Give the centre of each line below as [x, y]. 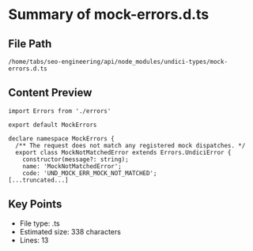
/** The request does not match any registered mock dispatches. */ [130, 145]
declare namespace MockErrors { [61, 139]
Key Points [35, 204]
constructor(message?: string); [76, 159]
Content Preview [50, 93]
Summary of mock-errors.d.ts [109, 15]
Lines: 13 [34, 240]
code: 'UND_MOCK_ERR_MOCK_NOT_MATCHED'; [90, 173]
